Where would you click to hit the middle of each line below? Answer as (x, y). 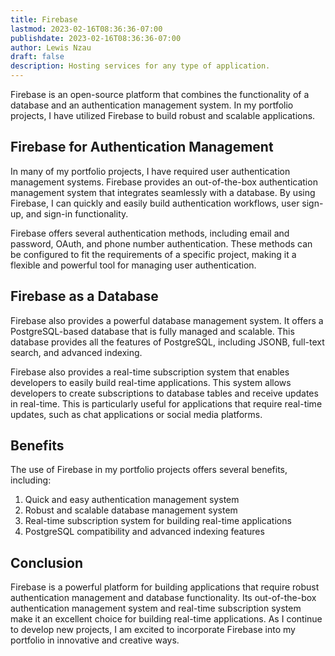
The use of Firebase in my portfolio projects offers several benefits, (149, 470)
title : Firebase (44, 19)
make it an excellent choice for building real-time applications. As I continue (166, 619)
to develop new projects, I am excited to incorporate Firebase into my (153, 630)
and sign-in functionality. (77, 213)
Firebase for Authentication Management (142, 147)
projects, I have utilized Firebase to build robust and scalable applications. (163, 115)
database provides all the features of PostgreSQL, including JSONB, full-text (167, 342)
